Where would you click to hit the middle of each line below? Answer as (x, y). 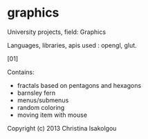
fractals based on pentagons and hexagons (79, 85)
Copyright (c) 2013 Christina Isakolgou (62, 128)
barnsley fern (36, 93)
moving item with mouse (52, 115)
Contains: (21, 72)
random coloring (41, 107)
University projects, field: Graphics (56, 32)
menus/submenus (43, 100)
